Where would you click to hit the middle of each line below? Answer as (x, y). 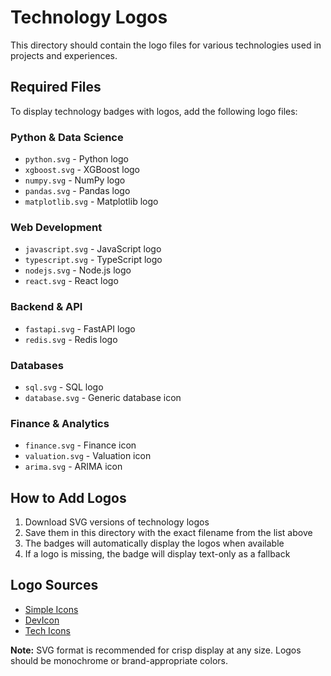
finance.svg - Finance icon (80, 445)
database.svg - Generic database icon (103, 397)
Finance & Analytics (60, 423)
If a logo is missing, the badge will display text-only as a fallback (157, 554)
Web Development (56, 227)
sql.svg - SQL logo (64, 387)
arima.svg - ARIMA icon (73, 467)
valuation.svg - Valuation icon (88, 456)
